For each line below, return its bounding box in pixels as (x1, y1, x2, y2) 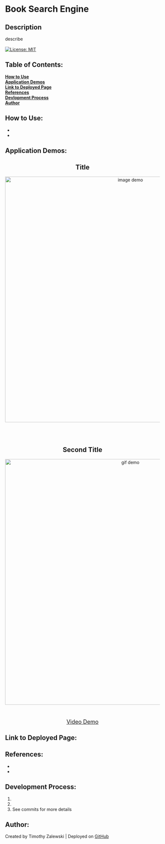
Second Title (62, 446, 103, 454)
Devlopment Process (5, 94, 49, 100)
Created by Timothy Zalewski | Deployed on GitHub (5, 834, 109, 840)
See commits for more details (12, 806, 72, 812)
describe (5, 36, 23, 42)
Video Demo (66, 718, 99, 725)
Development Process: (5, 783, 77, 791)
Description (5, 23, 42, 31)
